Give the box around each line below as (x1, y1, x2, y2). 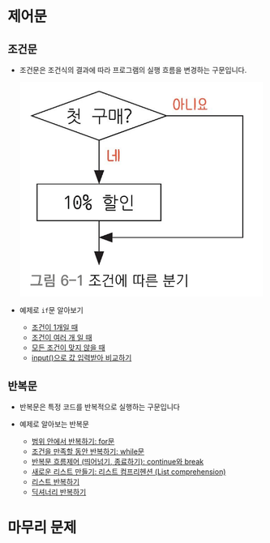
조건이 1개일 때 (31, 323, 79, 332)
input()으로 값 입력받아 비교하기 (31, 353, 132, 363)
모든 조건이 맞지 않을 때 (31, 343, 106, 353)
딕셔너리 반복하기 (31, 487, 87, 497)
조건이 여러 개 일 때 (31, 333, 92, 343)
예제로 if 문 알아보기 (19, 306, 84, 315)
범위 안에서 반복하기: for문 (31, 437, 115, 447)
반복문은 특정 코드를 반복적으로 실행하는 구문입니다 (19, 402, 180, 412)
